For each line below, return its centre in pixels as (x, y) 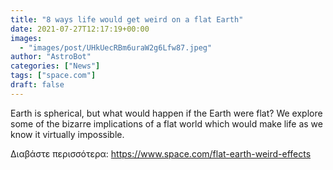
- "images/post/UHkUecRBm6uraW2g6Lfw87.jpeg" (116, 47)
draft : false (37, 85)
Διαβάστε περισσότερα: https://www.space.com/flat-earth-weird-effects (161, 153)
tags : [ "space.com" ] (53, 76)
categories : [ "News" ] (55, 66)
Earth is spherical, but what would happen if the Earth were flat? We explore (166, 113)
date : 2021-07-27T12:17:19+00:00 (80, 29)
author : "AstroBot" (51, 57)
